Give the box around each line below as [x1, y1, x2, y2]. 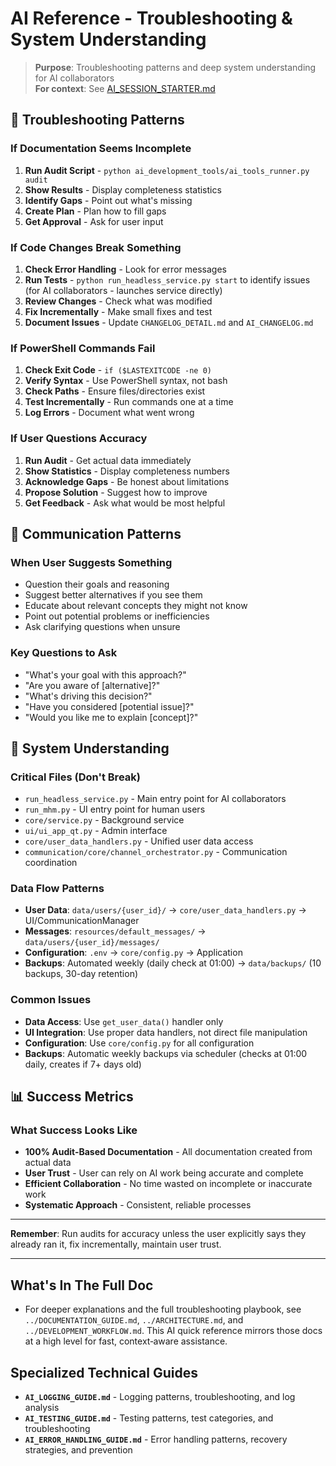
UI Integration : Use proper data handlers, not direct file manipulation [24, 1026, 308, 1038]
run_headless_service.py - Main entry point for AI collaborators [24, 793, 287, 805]
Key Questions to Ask [10, 646, 118, 660]
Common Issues [10, 993, 92, 1007]
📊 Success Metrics [10, 1088, 134, 1106]
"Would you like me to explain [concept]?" [24, 711, 199, 723]
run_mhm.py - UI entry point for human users [24, 803, 206, 816]
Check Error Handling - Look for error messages [24, 263, 227, 275]
